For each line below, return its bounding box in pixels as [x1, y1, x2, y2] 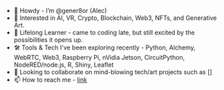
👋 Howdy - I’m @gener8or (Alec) [13, 7, 107, 14]
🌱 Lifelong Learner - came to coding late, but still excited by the [13, 28, 195, 36]
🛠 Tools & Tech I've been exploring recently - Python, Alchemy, [13, 43, 196, 52]
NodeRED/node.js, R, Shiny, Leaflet [13, 60, 114, 69]
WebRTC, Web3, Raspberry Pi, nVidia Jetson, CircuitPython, [13, 54, 185, 61]
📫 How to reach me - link [13, 76, 88, 84]
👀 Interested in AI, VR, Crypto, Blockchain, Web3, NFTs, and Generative [13, 14, 217, 22]
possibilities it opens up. [13, 36, 83, 44]
